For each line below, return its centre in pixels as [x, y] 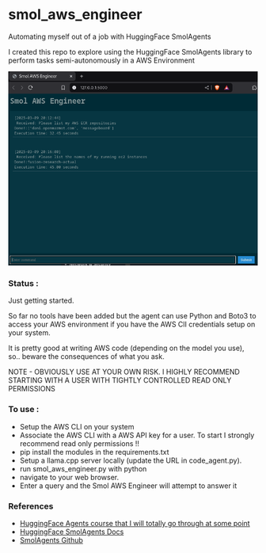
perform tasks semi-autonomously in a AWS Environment [102, 60]
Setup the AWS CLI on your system [77, 426]
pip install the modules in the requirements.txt [94, 452]
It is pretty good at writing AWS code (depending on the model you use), [126, 348]
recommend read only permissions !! [80, 443]
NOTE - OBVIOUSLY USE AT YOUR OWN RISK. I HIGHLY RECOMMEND [124, 372]
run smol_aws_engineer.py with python [83, 468]
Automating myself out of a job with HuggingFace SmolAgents [110, 36]
